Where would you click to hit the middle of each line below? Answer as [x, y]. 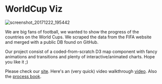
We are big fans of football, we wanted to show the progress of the [72, 32]
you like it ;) [17, 62]
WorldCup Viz [34, 9]
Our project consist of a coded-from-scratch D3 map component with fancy [81, 51]
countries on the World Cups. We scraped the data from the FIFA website [78, 37]
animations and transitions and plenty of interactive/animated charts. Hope [80, 56]
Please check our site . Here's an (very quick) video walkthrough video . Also [81, 71]
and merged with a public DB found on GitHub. [52, 42]
